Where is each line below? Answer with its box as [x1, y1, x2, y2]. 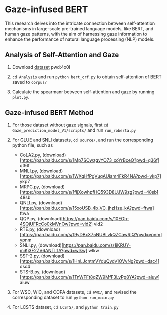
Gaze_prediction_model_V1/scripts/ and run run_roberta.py [12, 127, 136, 133]
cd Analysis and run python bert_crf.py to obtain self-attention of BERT [12, 74, 162, 80]
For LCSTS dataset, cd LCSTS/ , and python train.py [12, 304, 119, 310]
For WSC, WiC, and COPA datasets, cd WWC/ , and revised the [12, 289, 137, 295]
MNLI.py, [19, 168, 39, 174]
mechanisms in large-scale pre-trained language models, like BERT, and [5, 25, 154, 31]
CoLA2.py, [19, 152, 41, 158]
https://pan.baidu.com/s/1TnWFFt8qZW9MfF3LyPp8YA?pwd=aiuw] [21, 274, 160, 280]
